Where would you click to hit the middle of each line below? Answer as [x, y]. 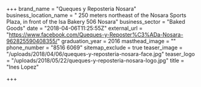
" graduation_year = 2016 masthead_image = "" [117, 41]
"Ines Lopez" [23, 67]
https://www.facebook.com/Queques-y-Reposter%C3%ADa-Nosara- [96, 35]
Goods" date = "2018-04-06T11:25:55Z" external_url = [75, 28]
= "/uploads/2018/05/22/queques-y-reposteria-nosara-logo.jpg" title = [95, 61]
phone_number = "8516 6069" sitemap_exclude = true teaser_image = [94, 47]
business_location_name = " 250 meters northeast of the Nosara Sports [97, 15]
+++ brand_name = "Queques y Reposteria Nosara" [72, 9]
